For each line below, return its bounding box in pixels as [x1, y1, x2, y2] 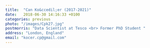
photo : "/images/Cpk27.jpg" [5, 21, 65, 26]
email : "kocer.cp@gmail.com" [5, 35, 67, 40]
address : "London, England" [5, 30, 65, 35]
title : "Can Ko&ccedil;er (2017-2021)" [5, 7, 92, 12]
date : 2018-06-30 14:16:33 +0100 [5, 12, 80, 17]
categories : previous [5, 16, 51, 21]
